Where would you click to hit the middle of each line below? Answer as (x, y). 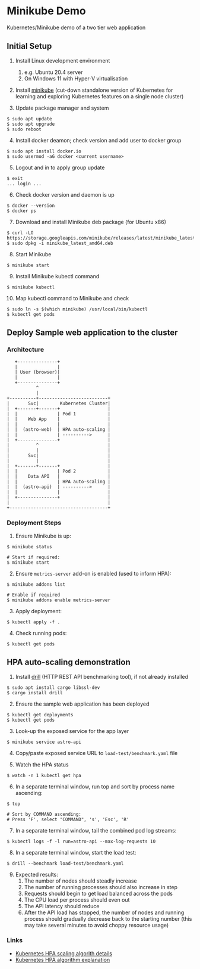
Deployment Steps (34, 523)
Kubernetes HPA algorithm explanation (63, 959)
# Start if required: (34, 557)
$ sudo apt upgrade (31, 124)
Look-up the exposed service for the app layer (72, 731)
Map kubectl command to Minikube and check (72, 298)
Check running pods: (41, 633)
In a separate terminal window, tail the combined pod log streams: (96, 830)
